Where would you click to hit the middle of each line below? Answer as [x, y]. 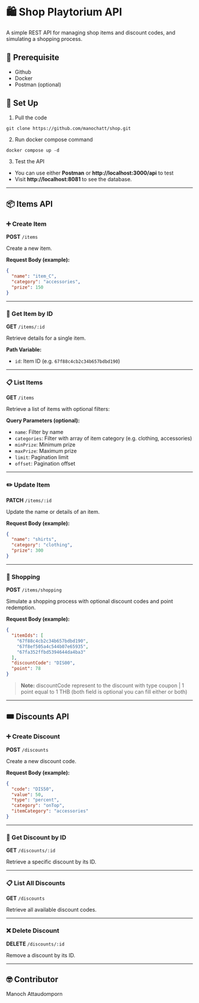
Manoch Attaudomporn [35, 993]
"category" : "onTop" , [38, 806]
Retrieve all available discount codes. [51, 910]
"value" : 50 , [28, 795]
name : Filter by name [39, 432]
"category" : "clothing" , [42, 545]
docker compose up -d [33, 150]
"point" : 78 [26, 669]
